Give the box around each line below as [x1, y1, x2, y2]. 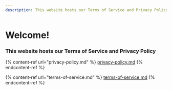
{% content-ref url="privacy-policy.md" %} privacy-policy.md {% [5, 59, 143, 65]
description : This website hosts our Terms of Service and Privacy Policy [5, 7, 168, 13]
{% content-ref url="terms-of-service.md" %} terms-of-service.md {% [5, 74, 155, 80]
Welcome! [5, 29, 50, 41]
